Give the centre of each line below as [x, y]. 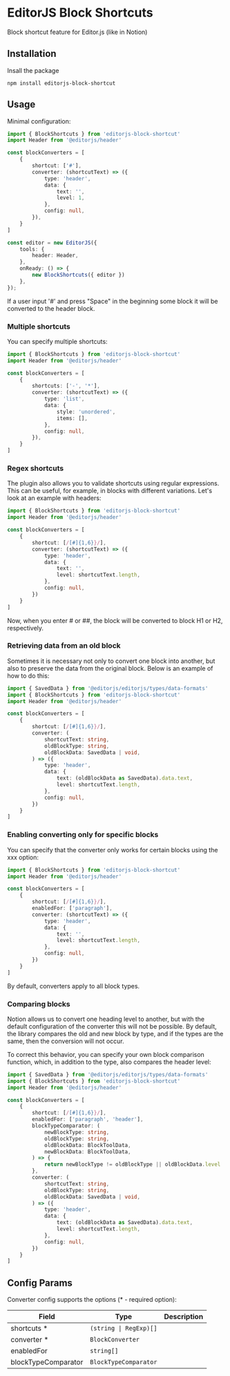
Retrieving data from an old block [64, 646]
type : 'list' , [64, 399]
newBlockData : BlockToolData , [87, 1152]
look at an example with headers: [54, 498]
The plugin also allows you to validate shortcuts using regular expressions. [113, 483]
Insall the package [33, 70]
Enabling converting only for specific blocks [83, 835]
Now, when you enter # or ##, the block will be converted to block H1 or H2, [115, 620]
